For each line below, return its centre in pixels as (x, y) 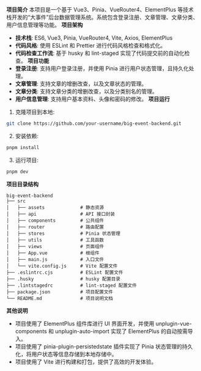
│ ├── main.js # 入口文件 (55, 259)
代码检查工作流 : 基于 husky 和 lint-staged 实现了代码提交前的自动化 (100, 53)
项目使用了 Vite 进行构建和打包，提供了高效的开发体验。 (86, 362)
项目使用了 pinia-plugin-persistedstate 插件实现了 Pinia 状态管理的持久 (104, 346)
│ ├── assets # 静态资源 (55, 207)
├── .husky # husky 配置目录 (64, 279)
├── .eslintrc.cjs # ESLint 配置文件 (65, 272)
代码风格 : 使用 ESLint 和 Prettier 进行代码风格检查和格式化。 (90, 46)
